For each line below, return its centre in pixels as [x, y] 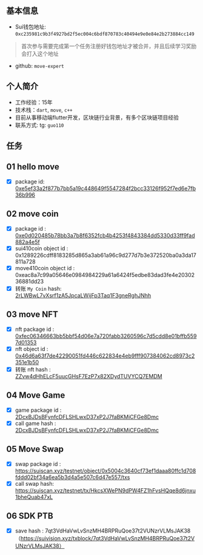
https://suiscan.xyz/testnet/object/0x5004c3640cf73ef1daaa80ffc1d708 [105, 471]
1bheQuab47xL [34, 497]
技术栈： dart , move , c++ [44, 110]
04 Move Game [36, 396]
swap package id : [38, 464]
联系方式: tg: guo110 [39, 125]
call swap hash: [35, 483]
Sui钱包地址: [31, 27]
